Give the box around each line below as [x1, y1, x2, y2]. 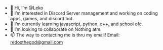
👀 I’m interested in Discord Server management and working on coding [10, 10, 158, 16]
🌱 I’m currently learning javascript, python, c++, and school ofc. [10, 21, 143, 27]
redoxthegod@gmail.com [10, 39, 63, 45]
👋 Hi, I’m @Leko [10, 5, 44, 11]
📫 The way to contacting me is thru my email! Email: [10, 32, 120, 38]
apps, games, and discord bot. [10, 16, 74, 21]
